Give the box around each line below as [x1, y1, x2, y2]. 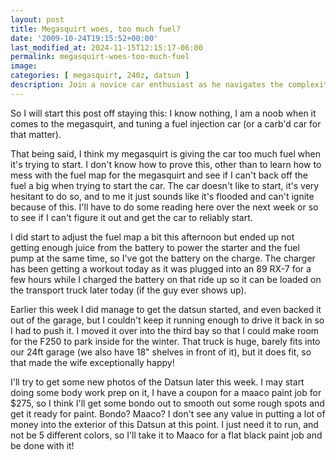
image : [10, 61, 38, 71]
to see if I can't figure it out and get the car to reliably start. [10, 211, 253, 223]
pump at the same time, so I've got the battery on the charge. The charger [10, 252, 316, 264]
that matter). [10, 128, 62, 140]
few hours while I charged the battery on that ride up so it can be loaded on [10, 273, 322, 285]
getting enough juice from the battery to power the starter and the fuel [10, 241, 300, 253]
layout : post [10, 14, 65, 25]
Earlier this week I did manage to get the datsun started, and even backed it [10, 303, 322, 315]
